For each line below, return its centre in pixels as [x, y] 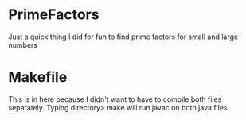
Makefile [38, 77]
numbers [23, 45]
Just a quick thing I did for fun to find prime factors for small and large [123, 37]
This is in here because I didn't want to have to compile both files [115, 99]
